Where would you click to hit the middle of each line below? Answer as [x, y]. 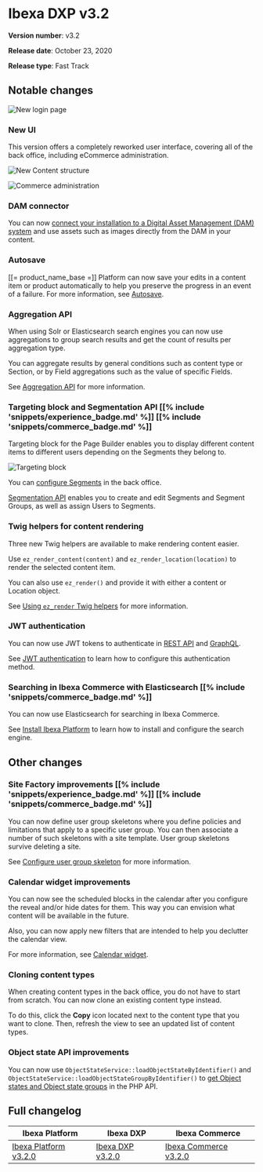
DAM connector [39, 206]
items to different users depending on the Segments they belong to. [117, 452]
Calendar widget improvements [69, 882]
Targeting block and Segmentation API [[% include [106, 407]
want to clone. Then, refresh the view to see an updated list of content [121, 1024]
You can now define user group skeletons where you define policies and [124, 821]
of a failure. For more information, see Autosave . [86, 294]
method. [22, 666]
